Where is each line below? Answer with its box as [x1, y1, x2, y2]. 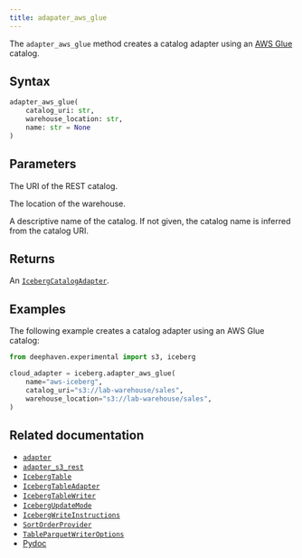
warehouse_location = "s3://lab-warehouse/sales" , [25, 394, 212, 403]
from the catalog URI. [9, 225, 89, 236]
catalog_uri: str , [25, 106, 95, 116]
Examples [9, 301, 66, 317]
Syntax [9, 74, 51, 90]
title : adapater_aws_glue [9, 13, 107, 23]
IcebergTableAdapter [22, 482, 100, 491]
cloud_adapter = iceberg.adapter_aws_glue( [9, 369, 176, 378]
